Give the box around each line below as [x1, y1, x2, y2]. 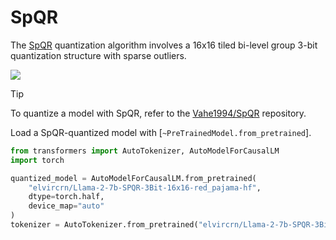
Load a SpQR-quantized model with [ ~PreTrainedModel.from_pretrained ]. [10, 126, 312, 138]
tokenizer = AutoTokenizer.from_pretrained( [10, 220, 199, 230]
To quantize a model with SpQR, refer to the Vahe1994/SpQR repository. [10, 107, 307, 119]
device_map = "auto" [28, 201, 105, 211]
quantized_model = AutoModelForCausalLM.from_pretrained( [10, 173, 257, 183]
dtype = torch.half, [28, 192, 105, 202]
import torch [10, 155, 65, 165]
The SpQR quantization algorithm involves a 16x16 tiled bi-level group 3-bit [10, 39, 318, 51]
